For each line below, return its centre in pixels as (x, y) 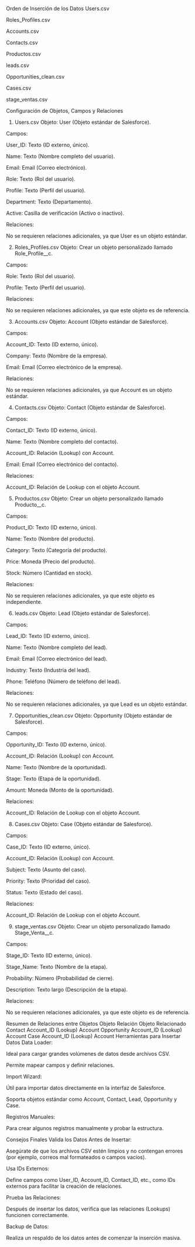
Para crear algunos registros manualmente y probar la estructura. (85, 1128)
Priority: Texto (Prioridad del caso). (48, 881)
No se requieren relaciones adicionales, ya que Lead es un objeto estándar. (97, 704)
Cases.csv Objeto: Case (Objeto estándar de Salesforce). (83, 824)
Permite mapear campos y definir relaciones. (60, 1065)
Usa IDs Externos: (28, 1168)
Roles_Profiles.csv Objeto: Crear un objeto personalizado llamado (93, 247)
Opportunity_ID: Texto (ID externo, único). (56, 744)
